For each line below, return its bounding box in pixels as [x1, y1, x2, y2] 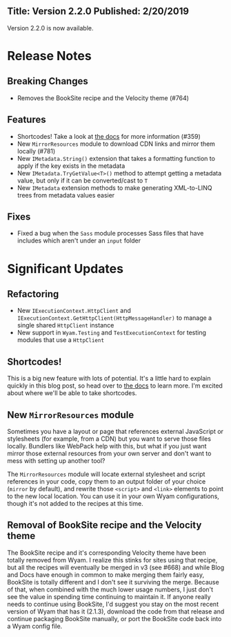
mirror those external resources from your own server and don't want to [7, 449, 212, 458]
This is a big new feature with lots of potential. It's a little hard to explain [7, 374, 212, 383]
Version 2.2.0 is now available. [7, 23, 94, 32]
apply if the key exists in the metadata [17, 162, 125, 170]
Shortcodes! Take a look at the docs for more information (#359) [17, 132, 201, 140]
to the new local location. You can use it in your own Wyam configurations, [7, 492, 219, 500]
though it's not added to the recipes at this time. [7, 500, 143, 508]
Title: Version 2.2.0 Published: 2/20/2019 [7, 6, 190, 17]
